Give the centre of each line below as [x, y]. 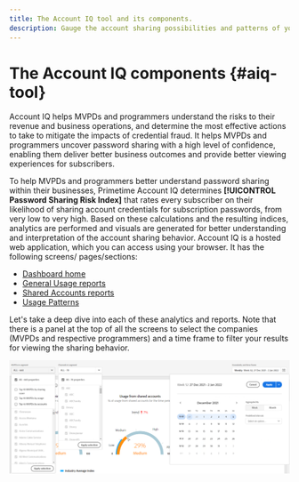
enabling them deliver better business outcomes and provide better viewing [148, 155]
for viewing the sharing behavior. [70, 348]
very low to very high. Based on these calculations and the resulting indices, [149, 219]
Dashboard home [54, 274]
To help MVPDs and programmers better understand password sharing [139, 181]
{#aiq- [253, 73]
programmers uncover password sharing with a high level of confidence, [142, 145]
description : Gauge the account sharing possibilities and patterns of [145, 28]
